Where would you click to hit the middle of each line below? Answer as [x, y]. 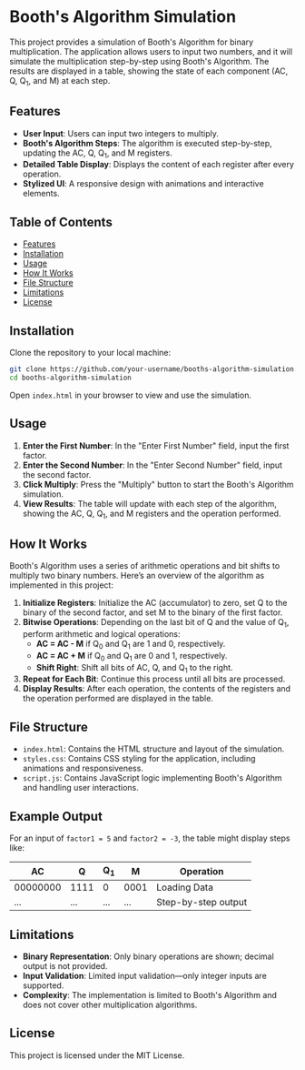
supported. [43, 985]
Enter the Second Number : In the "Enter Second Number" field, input [152, 465]
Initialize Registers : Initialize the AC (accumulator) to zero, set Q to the [155, 603]
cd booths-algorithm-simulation [70, 378]
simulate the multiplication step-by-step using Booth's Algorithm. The [139, 61]
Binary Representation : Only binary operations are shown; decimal [148, 956]
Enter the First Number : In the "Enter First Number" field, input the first [156, 445]
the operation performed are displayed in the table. [118, 699]
